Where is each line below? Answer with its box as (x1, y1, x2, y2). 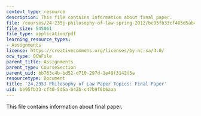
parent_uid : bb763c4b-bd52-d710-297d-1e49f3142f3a (6, 70, 135, 76)
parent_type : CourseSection (6, 64, 77, 71)
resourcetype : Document (6, 75, 66, 81)
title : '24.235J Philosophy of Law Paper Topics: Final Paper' (6, 81, 167, 87)
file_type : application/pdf (6, 31, 77, 37)
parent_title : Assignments (6, 59, 74, 65)
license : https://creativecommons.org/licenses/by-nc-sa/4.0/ (6, 48, 165, 54)
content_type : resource (6, 8, 66, 15)
